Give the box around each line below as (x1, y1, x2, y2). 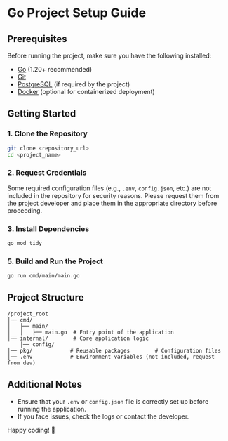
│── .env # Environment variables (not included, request (7, 353, 215, 360)
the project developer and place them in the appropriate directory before (7, 199, 217, 207)
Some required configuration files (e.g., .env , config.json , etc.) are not (7, 184, 212, 192)
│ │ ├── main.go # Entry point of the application (7, 329, 174, 336)
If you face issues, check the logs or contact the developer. (17, 412, 189, 421)
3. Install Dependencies (7, 223, 90, 233)
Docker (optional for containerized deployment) (17, 88, 156, 96)
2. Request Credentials (7, 168, 87, 178)
